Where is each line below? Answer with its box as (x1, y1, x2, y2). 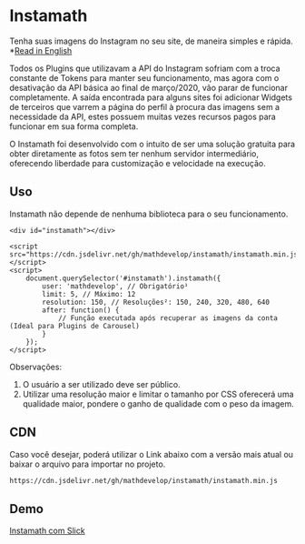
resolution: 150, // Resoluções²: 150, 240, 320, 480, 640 (42, 297, 271, 307)
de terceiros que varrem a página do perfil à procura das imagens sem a (9, 101, 280, 112)
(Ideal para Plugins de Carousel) (9, 321, 141, 330)
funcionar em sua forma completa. (9, 120, 139, 132)
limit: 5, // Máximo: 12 (42, 289, 136, 298)
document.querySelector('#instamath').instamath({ (25, 274, 221, 283)
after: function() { (42, 306, 120, 315)
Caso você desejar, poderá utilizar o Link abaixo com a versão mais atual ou (9, 448, 293, 459)
